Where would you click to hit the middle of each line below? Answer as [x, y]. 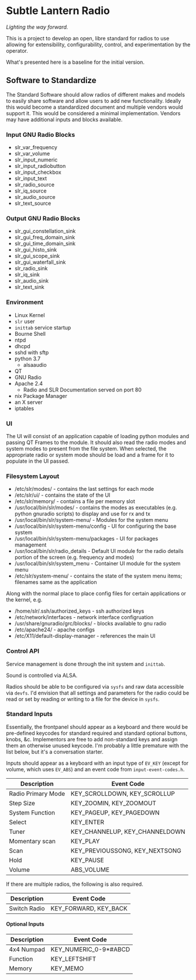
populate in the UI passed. [38, 461]
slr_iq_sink [27, 275]
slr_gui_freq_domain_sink [45, 238]
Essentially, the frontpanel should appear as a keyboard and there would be [97, 727]
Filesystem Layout [33, 476]
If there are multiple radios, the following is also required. [75, 884]
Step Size [22, 803]
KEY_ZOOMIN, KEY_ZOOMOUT [114, 803]
